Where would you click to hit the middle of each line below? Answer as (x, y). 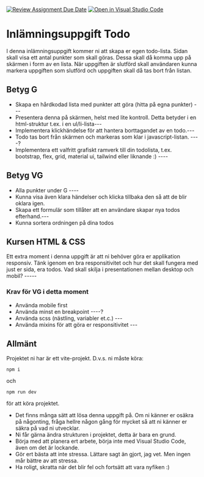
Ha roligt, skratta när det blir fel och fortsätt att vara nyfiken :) (92, 467)
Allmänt (22, 344)
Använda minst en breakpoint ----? (59, 311)
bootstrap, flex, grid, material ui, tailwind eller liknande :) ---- (92, 156)
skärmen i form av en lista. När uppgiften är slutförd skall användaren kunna (102, 64)
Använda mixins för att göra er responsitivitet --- (76, 324)
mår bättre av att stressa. (47, 461)
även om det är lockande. (47, 448)
